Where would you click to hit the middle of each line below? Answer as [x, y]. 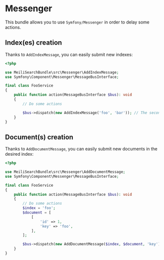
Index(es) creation [34, 43]
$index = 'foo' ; [39, 208]
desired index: [19, 154]
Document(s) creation [39, 137]
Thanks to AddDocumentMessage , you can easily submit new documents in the [81, 149]
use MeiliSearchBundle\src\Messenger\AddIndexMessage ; [62, 72]
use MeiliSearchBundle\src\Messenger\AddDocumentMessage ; [65, 172]
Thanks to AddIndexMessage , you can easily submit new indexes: [69, 54]
